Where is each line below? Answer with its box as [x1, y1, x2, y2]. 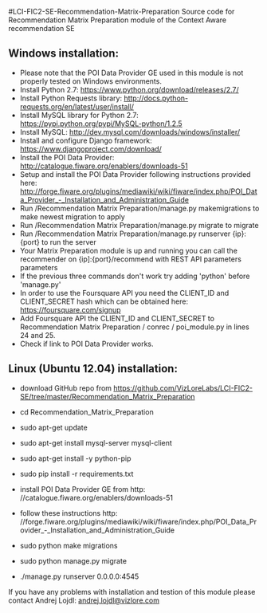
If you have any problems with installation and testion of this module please [8, 587, 256, 596]
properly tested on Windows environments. [19, 76, 162, 86]
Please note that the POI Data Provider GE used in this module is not [19, 68, 244, 77]
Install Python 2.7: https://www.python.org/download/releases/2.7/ [19, 84, 239, 94]
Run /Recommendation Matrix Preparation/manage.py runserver [19, 229, 231, 238]
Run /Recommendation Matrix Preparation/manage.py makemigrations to [19, 203, 260, 213]
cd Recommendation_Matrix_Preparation [19, 407, 154, 417]
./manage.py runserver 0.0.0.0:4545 [19, 572, 139, 581]
